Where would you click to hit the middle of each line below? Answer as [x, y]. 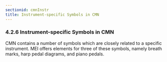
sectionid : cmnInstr [27, 10]
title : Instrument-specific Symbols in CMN [52, 15]
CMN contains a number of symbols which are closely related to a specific [83, 43]
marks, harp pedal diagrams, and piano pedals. [55, 54]
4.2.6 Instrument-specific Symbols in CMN [60, 32]
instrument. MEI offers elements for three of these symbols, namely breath [84, 48]
